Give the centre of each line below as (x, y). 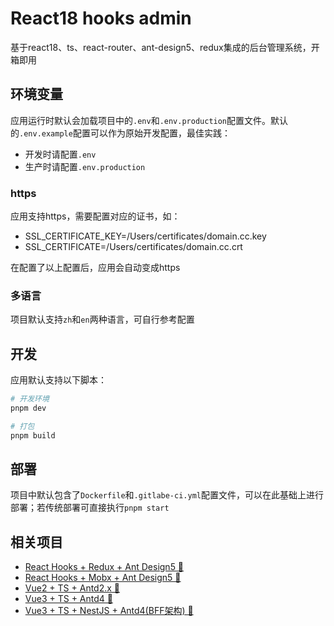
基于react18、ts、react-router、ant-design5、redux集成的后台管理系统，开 (165, 47)
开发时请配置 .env (60, 154)
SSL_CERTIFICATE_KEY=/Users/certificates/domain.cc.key (145, 236)
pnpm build (33, 435)
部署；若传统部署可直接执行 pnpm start (90, 508)
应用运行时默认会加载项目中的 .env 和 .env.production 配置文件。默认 (149, 120)
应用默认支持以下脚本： (58, 380)
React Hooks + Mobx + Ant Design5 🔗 (103, 578)
